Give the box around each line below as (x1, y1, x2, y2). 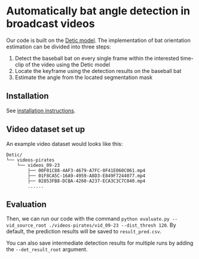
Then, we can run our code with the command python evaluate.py (6, 215, 170, 223)
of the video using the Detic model (25, 61, 111, 68)
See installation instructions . (6, 106, 76, 114)
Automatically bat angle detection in (6, 4, 190, 18)
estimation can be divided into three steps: (6, 43, 112, 50)
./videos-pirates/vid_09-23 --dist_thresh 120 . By (48, 221, 176, 228)
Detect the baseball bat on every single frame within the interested (14, 54, 179, 62)
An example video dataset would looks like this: (6, 140, 123, 147)
